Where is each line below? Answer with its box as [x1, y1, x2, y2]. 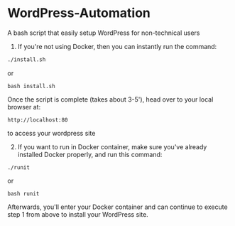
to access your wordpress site [7, 129, 96, 137]
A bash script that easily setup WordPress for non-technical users [7, 28, 200, 37]
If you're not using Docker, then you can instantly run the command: [17, 42, 217, 50]
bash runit [7, 190, 40, 197]
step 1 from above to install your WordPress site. [7, 210, 149, 218]
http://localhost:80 [7, 116, 69, 124]
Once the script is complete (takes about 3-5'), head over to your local [7, 95, 214, 104]
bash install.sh [7, 82, 55, 90]
